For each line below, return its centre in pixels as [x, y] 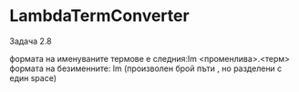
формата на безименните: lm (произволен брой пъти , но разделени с [146, 68]
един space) [33, 77]
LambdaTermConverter [99, 16]
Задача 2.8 [31, 41]
